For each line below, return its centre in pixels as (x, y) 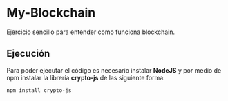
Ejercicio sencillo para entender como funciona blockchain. (91, 32)
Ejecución (28, 54)
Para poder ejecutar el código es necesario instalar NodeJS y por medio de (114, 70)
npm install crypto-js (39, 90)
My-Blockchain (51, 13)
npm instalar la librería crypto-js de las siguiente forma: (86, 77)
